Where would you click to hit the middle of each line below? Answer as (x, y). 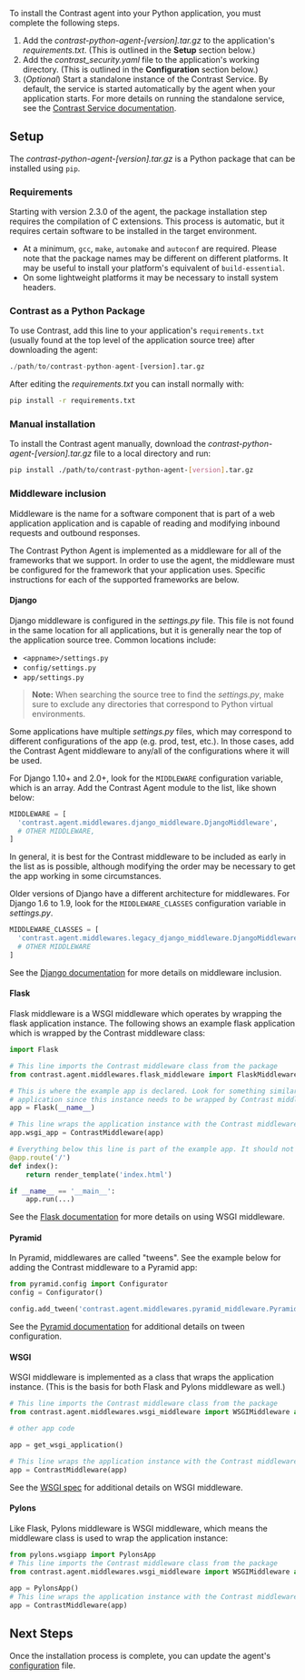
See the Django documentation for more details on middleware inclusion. (146, 972)
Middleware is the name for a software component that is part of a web (142, 513)
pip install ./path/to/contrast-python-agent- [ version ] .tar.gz (132, 471)
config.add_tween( (44, 1310)
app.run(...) (50, 1199)
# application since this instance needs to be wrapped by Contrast (142, 1099)
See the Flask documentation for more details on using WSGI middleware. (148, 1217)
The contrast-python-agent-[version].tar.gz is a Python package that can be (152, 158)
